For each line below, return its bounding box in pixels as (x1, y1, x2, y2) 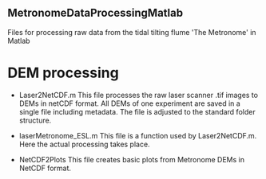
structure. (18, 115, 52, 125)
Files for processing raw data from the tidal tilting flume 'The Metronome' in (7, 27, 256, 37)
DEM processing (7, 64, 119, 82)
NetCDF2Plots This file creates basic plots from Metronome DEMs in (18, 154, 245, 164)
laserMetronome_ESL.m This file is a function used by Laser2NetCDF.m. (18, 130, 257, 140)
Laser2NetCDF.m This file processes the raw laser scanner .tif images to (18, 90, 259, 99)
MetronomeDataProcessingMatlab (7, 6, 184, 20)
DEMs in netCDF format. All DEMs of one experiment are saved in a (18, 99, 240, 108)
